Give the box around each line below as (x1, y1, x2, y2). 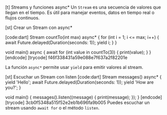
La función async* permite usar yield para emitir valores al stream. (5, 64, 143, 70)
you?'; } (5, 84, 21, 90)
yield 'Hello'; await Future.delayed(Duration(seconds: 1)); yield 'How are (5, 79, 154, 85)
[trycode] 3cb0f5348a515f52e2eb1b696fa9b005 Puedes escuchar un (5, 99, 150, 105)
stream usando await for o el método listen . (5, 105, 100, 110)
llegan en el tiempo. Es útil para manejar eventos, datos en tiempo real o (5, 9, 155, 15)
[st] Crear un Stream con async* (5, 24, 73, 30)
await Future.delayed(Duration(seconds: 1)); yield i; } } (5, 39, 117, 45)
